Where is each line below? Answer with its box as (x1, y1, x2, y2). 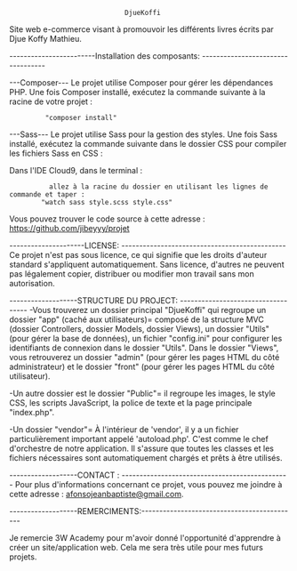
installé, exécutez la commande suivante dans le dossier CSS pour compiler (9, 139, 287, 149)
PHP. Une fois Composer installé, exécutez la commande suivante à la (9, 87, 266, 97)
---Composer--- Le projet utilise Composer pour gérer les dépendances (9, 77, 274, 88)
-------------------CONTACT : (9, 470, 120, 480)
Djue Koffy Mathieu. (9, 34, 82, 44)
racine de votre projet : (9, 96, 93, 107)
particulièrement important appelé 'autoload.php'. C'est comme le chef (9, 434, 269, 444)
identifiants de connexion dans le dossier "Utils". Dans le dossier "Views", (9, 342, 279, 353)
